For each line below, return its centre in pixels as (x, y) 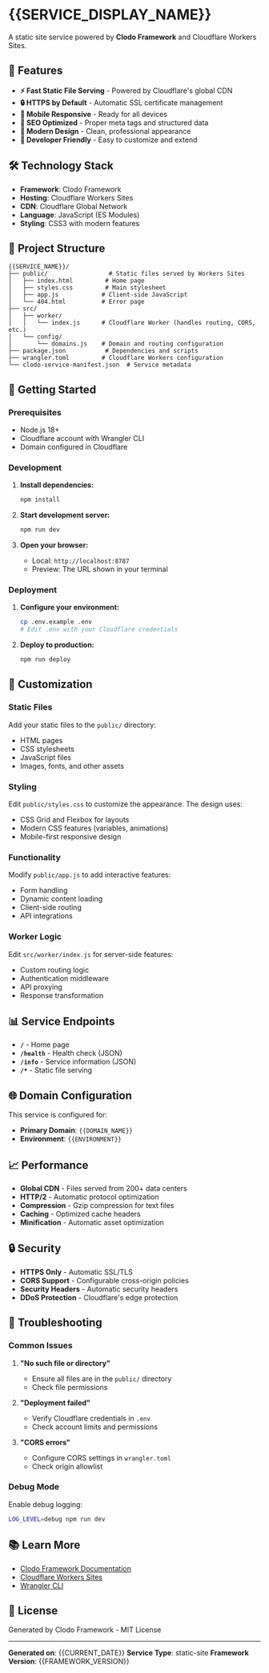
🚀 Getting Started (52, 389)
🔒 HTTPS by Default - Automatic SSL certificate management (121, 103)
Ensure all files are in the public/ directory (102, 1378)
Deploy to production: (57, 645)
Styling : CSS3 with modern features (80, 223)
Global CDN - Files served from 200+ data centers (103, 1189)
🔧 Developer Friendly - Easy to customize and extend (108, 139)
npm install (40, 500)
